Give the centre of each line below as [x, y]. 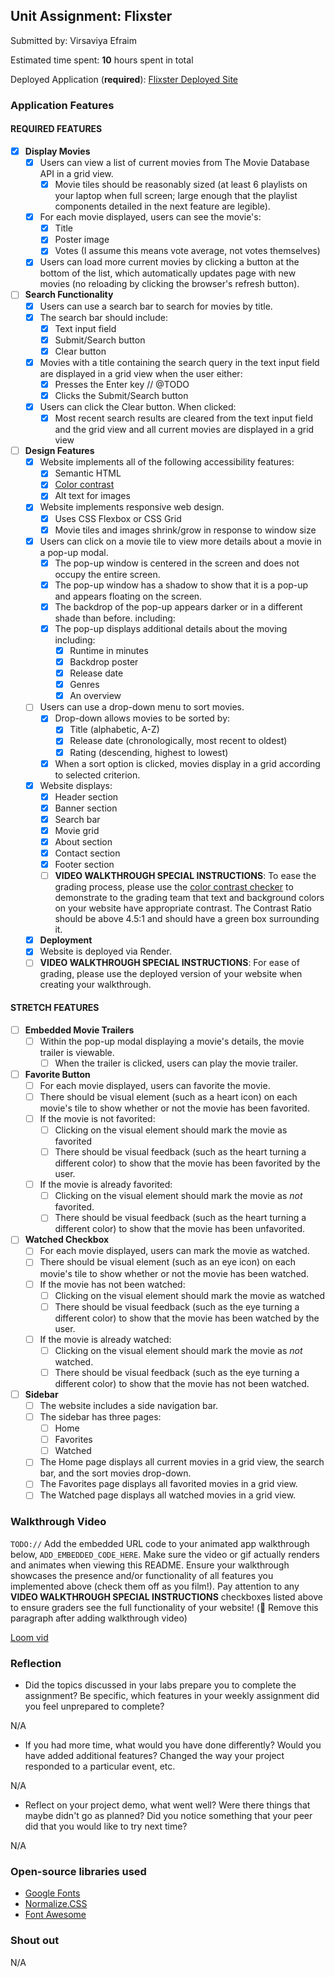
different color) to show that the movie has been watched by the [187, 1318]
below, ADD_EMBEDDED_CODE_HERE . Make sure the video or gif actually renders [165, 1554]
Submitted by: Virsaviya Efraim [73, 40]
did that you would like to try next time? [106, 1826]
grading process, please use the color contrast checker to [174, 887]
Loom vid [29, 1637]
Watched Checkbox [67, 1240]
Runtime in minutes [109, 650]
